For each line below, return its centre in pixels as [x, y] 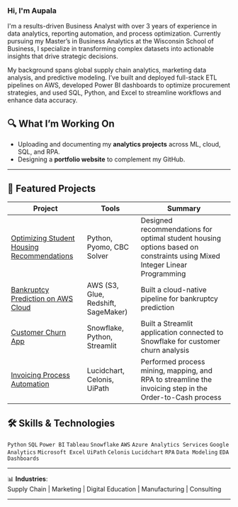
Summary [184, 208]
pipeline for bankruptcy [179, 299]
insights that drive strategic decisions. [63, 56]
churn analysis [165, 350]
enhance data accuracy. [42, 100]
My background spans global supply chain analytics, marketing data [107, 70]
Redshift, [102, 303]
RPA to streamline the [176, 379]
